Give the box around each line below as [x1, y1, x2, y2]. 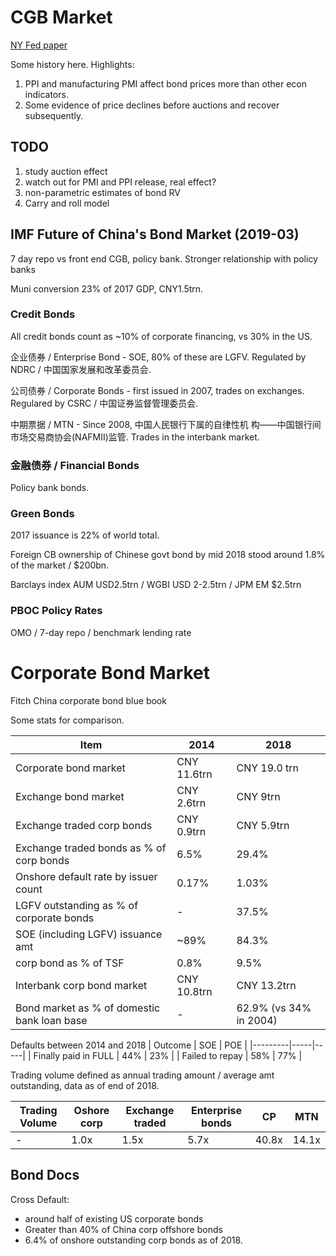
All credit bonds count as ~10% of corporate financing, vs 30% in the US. [10, 330, 313, 342]
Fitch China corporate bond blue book [10, 694, 167, 706]
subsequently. [24, 109, 84, 121]
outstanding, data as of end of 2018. [10, 1079, 160, 1091]
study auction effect [24, 165, 108, 177]
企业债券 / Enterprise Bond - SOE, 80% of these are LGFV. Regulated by [10, 351, 307, 363]
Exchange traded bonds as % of [15, 841, 167, 855]
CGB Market [10, 6, 113, 29]
